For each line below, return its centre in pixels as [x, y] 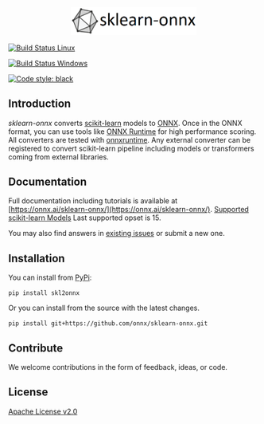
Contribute [36, 348]
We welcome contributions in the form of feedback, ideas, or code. [118, 367]
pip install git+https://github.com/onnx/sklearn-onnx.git [108, 324]
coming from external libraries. [58, 157]
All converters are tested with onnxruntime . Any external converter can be [130, 139]
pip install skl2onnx [44, 293]
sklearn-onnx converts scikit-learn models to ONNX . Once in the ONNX [125, 123]
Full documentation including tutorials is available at [93, 201]
